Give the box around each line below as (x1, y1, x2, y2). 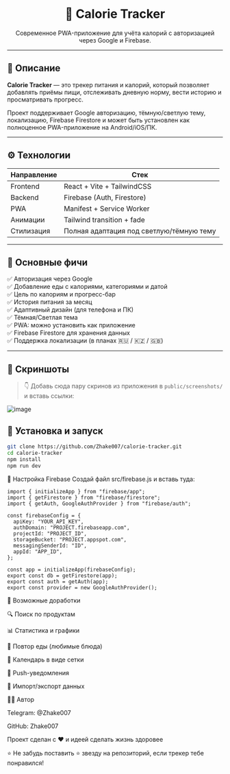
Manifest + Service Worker (64, 204, 150, 213)
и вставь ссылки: (23, 392, 75, 400)
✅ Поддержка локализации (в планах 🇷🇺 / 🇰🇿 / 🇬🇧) (7, 336, 164, 345)
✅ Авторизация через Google (7, 274, 93, 283)
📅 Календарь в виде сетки (7, 655, 84, 664)
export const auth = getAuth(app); (7, 578, 109, 585)
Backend (10, 192, 39, 202)
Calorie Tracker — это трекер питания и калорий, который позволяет (7, 80, 210, 89)
